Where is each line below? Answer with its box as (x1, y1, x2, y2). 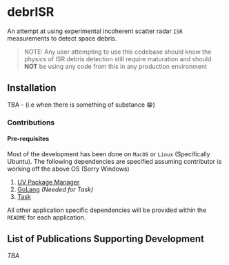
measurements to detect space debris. (7, 34, 117, 42)
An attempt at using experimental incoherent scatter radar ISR (7, 27, 183, 35)
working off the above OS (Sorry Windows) (7, 165, 130, 173)
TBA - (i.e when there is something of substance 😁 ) (7, 100, 155, 109)
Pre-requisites (7, 135, 50, 143)
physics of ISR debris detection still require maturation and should (23, 54, 212, 63)
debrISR (7, 4, 54, 20)
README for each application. (7, 213, 86, 221)
